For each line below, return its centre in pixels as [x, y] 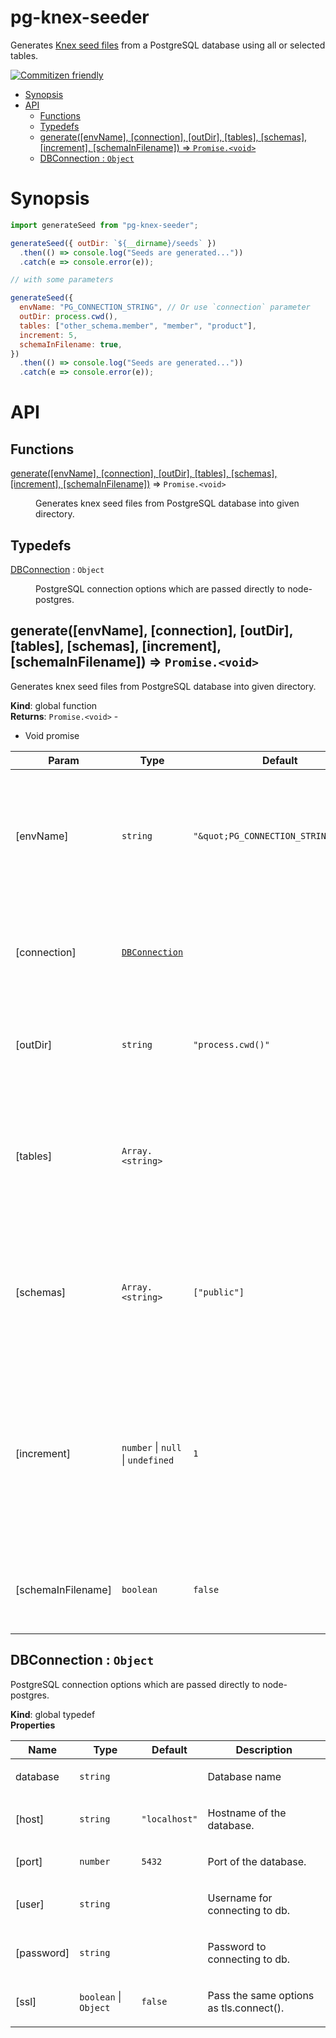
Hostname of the [247, 1813]
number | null [151, 1447]
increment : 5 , [48, 335]
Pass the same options [261, 1995]
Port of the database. [257, 1861]
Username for [240, 1898]
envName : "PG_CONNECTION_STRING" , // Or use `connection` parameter [165, 307]
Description [264, 1749]
